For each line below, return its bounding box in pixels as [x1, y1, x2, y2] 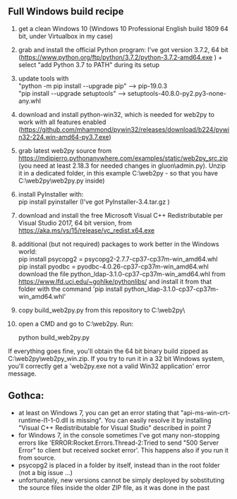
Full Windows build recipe [8, 6, 124, 18]
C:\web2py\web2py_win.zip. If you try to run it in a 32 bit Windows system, [8, 354, 225, 362]
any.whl [18, 97, 42, 105]
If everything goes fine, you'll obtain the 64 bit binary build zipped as [8, 347, 209, 355]
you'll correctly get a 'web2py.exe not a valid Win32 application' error [8, 362, 211, 370]
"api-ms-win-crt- [180, 408, 231, 417]
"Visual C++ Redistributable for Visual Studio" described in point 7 [18, 423, 211, 432]
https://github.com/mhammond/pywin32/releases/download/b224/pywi [20, 125, 230, 133]
